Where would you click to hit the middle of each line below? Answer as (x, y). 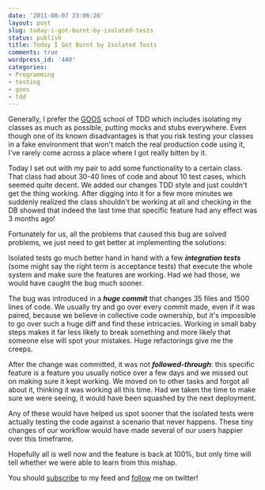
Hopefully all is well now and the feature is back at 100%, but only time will (130, 454)
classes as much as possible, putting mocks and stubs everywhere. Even (127, 128)
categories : (28, 67)
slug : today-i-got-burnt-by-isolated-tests (81, 30)
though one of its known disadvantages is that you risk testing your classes (131, 136)
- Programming (32, 75)
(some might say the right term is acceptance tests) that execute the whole (131, 266)
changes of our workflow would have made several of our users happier (126, 431)
